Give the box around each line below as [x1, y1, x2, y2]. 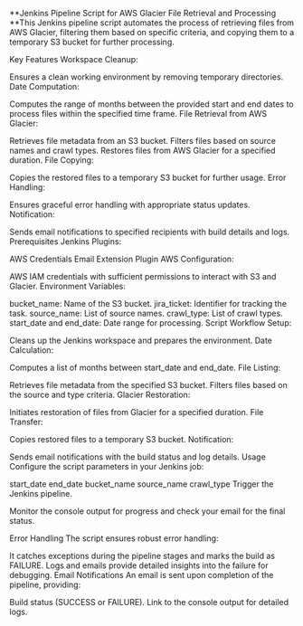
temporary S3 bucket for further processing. [9, 36, 175, 47]
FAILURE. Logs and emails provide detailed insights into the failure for [9, 560, 269, 571]
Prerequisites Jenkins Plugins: [9, 236, 122, 247]
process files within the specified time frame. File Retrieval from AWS [9, 109, 268, 119]
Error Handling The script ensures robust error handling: [9, 533, 219, 544]
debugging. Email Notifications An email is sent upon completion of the [9, 570, 274, 580]
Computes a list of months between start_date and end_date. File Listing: [9, 362, 281, 373]
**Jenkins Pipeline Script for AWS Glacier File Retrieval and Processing [9, 8, 277, 18]
